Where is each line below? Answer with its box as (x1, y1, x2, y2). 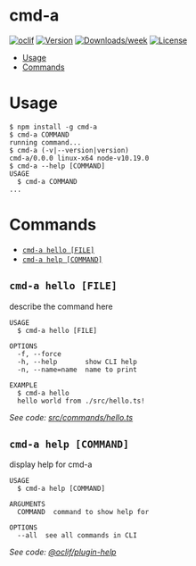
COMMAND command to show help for (17, 508, 150, 517)
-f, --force (17, 349, 62, 358)
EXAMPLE (9, 380, 38, 389)
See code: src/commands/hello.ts (9, 412, 134, 422)
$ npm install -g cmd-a (9, 122, 98, 131)
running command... (9, 137, 82, 147)
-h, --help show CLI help (17, 357, 138, 366)
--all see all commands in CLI (17, 531, 138, 540)
